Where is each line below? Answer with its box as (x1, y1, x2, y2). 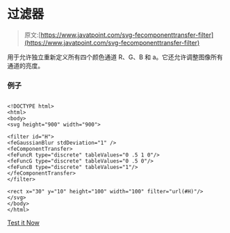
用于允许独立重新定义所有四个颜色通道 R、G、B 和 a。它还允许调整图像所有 (7, 53, 224, 61)
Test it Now (7, 218, 40, 227)
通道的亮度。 (7, 61, 44, 70)
